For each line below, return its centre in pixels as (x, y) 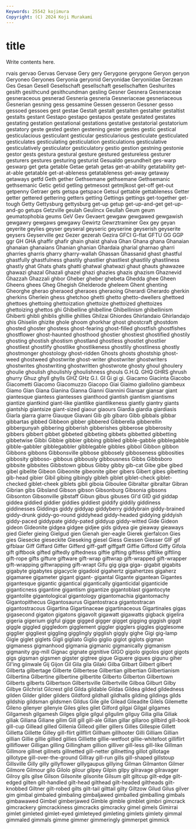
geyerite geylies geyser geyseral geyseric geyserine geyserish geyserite (93, 229)
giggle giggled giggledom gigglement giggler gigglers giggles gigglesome (95, 627)
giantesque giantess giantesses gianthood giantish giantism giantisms (90, 397)
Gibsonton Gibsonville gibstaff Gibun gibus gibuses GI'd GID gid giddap (92, 496)
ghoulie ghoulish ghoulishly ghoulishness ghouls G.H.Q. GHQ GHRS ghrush (97, 372)
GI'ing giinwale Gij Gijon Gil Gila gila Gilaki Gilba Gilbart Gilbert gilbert (89, 664)
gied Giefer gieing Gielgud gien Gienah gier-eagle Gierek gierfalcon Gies (93, 534)
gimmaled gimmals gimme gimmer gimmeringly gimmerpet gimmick (88, 820)
